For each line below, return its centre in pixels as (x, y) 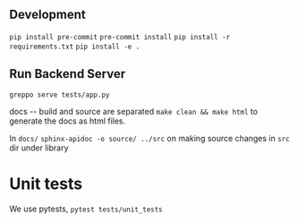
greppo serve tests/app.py (60, 94)
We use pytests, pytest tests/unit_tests (86, 209)
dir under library (39, 148)
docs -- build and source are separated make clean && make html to (133, 111)
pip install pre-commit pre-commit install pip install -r (120, 37)
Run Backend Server (68, 74)
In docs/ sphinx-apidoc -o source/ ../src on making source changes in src (149, 138)
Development (48, 15)
